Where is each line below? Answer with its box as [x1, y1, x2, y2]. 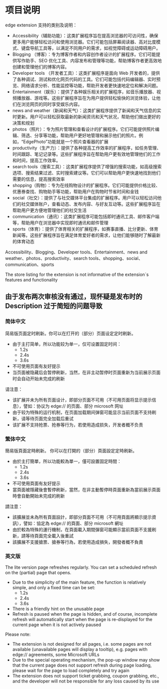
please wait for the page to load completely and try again [12, 668, 130, 674]
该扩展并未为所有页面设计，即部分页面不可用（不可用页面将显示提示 [12, 397, 152, 403]
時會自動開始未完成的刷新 [12, 492, 65, 499]
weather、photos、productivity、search [5, 255, 88, 261]
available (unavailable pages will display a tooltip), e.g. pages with [12, 647, 148, 653]
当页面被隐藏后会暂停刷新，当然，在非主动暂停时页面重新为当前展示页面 [12, 369, 161, 375]
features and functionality [5, 276, 58, 282]
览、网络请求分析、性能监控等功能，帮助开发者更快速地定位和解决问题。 [12, 82, 161, 88]
